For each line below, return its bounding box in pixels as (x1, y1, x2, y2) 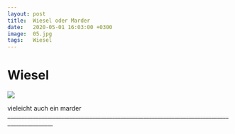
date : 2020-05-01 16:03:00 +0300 (7, 23, 113, 30)
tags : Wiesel (7, 37, 53, 44)
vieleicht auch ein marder (7, 104, 82, 113)
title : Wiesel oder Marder (7, 17, 91, 24)
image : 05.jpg (7, 30, 53, 38)
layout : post (7, 10, 46, 18)
